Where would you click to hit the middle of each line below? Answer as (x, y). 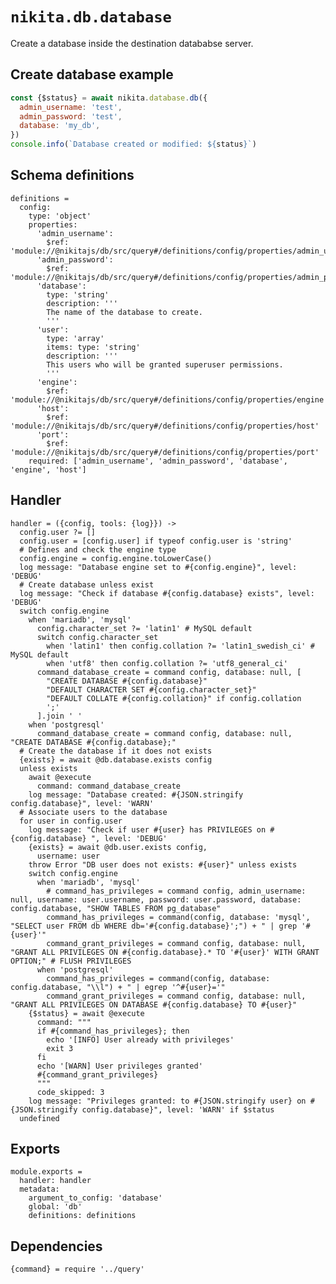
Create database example (92, 74)
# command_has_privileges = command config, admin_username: (176, 891)
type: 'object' (60, 216)
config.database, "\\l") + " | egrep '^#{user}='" (118, 987)
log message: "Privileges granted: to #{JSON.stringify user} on (167, 1101)
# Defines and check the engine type (98, 549)
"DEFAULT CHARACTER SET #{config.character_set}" (151, 689)
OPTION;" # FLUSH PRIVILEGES (71, 961)
